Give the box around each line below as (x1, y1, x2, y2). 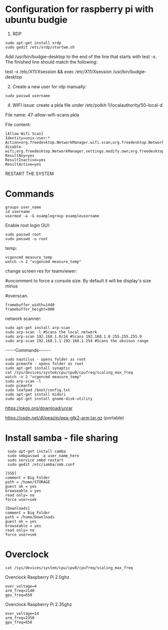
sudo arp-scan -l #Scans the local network (5, 330, 97, 335)
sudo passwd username (5, 93, 50, 98)
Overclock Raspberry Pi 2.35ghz (5, 601, 72, 607)
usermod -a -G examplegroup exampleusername (5, 213, 99, 218)
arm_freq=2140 (5, 588, 35, 593)
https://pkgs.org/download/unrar (5, 405, 73, 411)
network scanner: (5, 316, 41, 322)
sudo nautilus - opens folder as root (5, 357, 86, 362)
